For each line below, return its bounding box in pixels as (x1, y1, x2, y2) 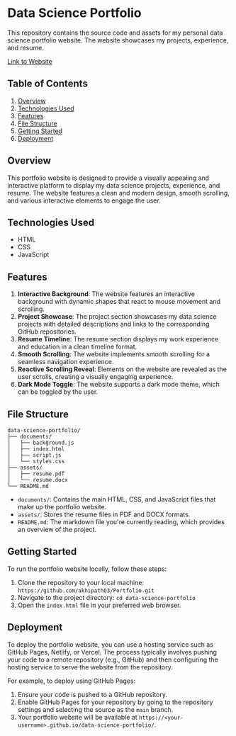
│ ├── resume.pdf (7, 470, 65, 477)
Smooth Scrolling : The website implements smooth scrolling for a (17, 350, 210, 358)
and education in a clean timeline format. (17, 342, 137, 351)
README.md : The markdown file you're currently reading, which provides (17, 518, 225, 526)
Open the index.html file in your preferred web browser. (17, 601, 182, 609)
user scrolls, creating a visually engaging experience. (17, 373, 174, 381)
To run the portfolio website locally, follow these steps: (7, 565, 167, 573)
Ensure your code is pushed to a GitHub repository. (17, 690, 168, 698)
